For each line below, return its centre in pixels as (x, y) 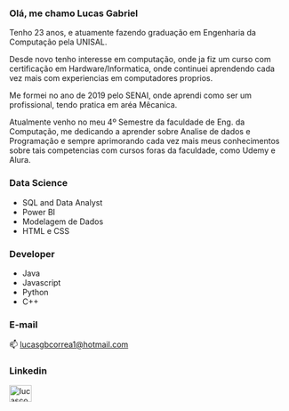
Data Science (39, 183)
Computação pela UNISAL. (58, 42)
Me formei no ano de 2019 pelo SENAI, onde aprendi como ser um (130, 95)
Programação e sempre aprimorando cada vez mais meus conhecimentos (144, 141)
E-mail (24, 325)
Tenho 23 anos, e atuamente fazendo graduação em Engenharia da (132, 33)
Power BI (39, 212)
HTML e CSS (46, 230)
